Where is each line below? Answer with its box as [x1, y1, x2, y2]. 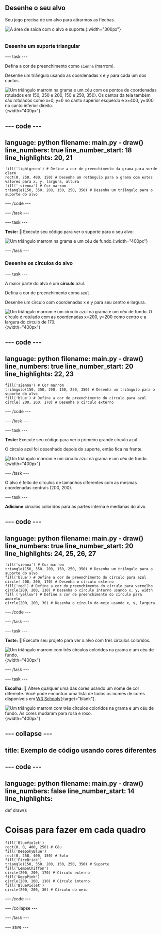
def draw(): [5, 808, 28, 813]
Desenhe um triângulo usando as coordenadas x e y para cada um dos [5, 72, 146, 78]
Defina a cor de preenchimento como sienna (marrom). [5, 63, 115, 69]
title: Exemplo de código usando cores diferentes [5, 746, 157, 754]
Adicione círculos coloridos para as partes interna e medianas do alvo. [5, 503, 147, 509]
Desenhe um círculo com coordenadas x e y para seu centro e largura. [5, 299, 146, 305]
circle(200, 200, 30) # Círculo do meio [5, 887, 88, 892]
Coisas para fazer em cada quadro [5, 825, 146, 836]
